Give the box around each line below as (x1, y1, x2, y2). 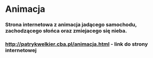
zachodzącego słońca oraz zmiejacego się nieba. (5, 27, 127, 34)
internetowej (5, 47, 37, 54)
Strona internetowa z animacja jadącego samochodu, (5, 21, 137, 28)
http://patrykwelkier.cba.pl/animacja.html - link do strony (5, 41, 148, 48)
